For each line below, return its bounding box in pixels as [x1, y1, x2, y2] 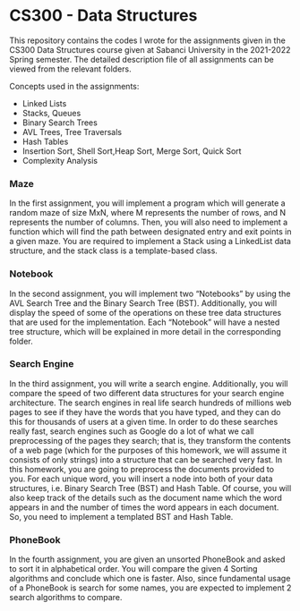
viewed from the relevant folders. [9, 64, 132, 74]
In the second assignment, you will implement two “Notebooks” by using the [9, 288, 291, 299]
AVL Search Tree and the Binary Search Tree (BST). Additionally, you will [9, 297, 278, 309]
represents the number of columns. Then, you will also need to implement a [9, 216, 288, 228]
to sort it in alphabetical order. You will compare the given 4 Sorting [9, 564, 258, 574]
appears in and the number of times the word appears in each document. [9, 502, 279, 513]
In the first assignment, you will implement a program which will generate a [9, 198, 286, 208]
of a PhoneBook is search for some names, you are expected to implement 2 [9, 582, 292, 593]
